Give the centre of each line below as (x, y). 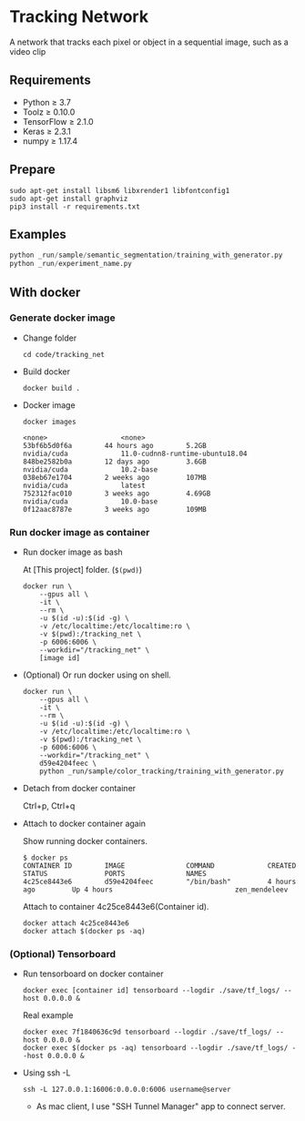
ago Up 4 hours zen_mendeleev (155, 890)
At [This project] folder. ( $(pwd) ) (82, 570)
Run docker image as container (80, 532)
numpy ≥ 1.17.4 (50, 141)
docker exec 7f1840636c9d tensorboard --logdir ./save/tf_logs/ (147, 1032)
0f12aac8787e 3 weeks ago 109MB (114, 509)
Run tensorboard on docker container (93, 974)
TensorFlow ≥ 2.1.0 (58, 121)
